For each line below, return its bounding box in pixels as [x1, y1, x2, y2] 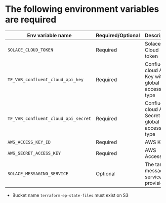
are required [5, 14, 57, 25]
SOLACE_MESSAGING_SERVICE [7, 171, 69, 176]
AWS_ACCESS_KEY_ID [7, 139, 51, 145]
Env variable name [27, 32, 72, 39]
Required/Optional [96, 32, 140, 39]
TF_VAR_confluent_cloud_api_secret [7, 115, 91, 121]
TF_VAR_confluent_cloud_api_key [7, 77, 84, 82]
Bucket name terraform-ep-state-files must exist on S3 [12, 192, 129, 198]
